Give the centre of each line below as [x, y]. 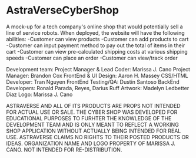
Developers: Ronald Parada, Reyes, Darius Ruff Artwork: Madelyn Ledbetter [98, 88]
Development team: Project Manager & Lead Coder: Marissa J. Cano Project [98, 69]
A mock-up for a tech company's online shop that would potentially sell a [95, 27]
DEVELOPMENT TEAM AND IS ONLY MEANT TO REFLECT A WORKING [93, 124]
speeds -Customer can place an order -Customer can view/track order [92, 58]
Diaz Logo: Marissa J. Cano [39, 94]
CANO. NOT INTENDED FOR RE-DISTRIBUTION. [64, 149]
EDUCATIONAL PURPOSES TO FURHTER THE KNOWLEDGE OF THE [89, 118]
